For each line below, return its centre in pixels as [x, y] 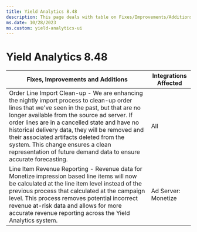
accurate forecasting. [38, 160]
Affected [169, 83]
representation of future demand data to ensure [75, 152]
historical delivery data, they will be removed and [77, 130]
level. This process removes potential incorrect [74, 198]
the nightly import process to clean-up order [71, 101]
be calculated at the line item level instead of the [76, 184]
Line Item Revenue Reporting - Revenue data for [76, 169]
